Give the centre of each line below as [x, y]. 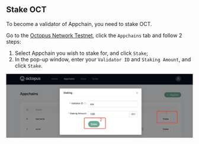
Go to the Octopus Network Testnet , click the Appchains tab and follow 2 [94, 35]
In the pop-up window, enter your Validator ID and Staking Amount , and [103, 59]
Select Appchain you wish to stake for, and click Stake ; [81, 53]
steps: [14, 41]
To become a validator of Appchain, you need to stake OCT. [79, 24]
